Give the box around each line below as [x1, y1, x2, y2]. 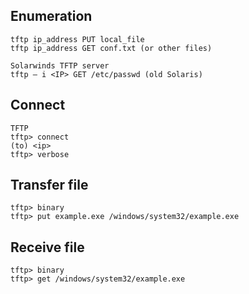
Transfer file [10, 177, 89, 194]
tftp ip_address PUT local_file [10, 34, 145, 44]
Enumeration [10, 8, 93, 25]
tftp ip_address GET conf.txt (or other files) [10, 43, 213, 53]
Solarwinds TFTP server [10, 60, 110, 71]
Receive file [10, 239, 85, 256]
